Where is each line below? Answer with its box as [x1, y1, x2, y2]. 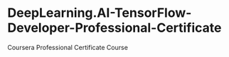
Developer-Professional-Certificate [7, 20, 222, 36]
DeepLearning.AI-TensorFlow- [7, 5, 192, 21]
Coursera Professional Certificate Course [7, 43, 128, 51]
